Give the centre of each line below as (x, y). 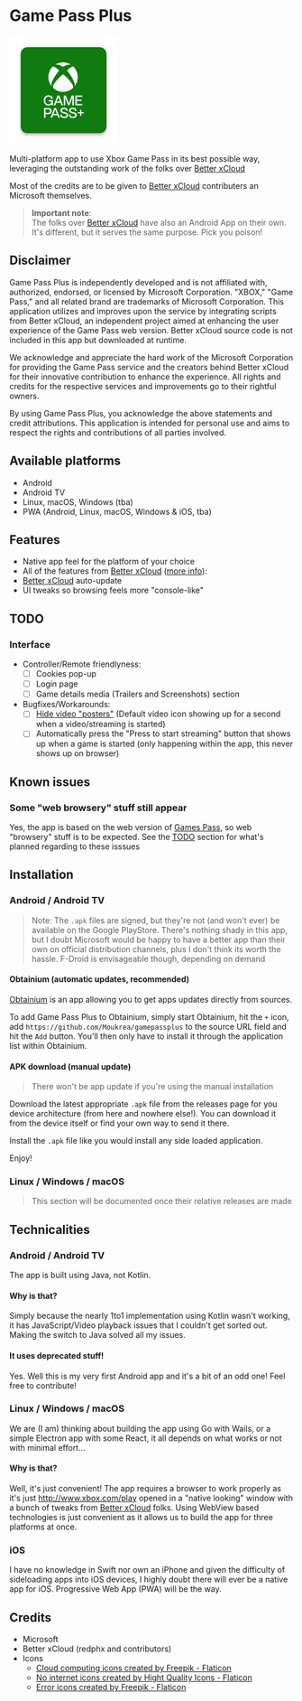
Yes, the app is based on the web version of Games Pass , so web (131, 827)
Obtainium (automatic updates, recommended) (99, 979)
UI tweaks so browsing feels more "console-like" (113, 590)
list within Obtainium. (48, 1045)
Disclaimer (40, 261)
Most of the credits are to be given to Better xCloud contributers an (134, 185)
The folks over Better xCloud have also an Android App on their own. (159, 222)
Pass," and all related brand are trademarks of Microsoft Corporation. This (147, 301)
